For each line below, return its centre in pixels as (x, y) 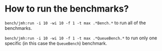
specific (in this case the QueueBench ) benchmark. (56, 43)
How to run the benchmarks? (67, 9)
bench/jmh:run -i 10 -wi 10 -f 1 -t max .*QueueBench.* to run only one (81, 38)
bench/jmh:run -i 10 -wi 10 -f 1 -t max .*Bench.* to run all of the (75, 23)
